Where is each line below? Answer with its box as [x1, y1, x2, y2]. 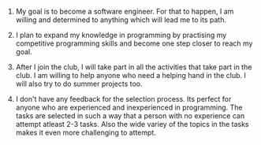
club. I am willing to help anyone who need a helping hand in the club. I [15, 71, 246, 80]
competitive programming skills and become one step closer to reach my [15, 39, 253, 48]
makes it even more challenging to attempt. [15, 128, 156, 137]
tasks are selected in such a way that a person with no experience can [15, 111, 245, 121]
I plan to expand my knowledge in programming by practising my [15, 31, 227, 39]
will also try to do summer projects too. [15, 79, 144, 88]
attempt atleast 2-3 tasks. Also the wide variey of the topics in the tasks [15, 120, 249, 128]
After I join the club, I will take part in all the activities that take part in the [15, 62, 252, 72]
